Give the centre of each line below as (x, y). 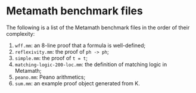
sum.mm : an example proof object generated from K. (77, 83)
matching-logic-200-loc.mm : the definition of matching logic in (91, 64)
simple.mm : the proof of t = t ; (51, 58)
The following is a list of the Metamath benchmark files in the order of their (98, 27)
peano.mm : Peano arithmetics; (50, 77)
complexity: (21, 33)
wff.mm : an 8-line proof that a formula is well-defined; (80, 45)
